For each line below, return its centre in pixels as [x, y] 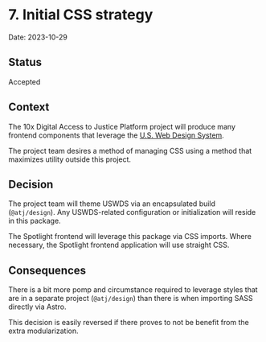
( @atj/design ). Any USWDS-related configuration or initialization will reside [132, 212]
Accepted [25, 81]
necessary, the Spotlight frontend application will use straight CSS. [119, 245]
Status [25, 62]
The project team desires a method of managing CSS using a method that [130, 150]
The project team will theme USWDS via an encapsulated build [112, 204]
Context [29, 107]
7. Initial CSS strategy [81, 15]
